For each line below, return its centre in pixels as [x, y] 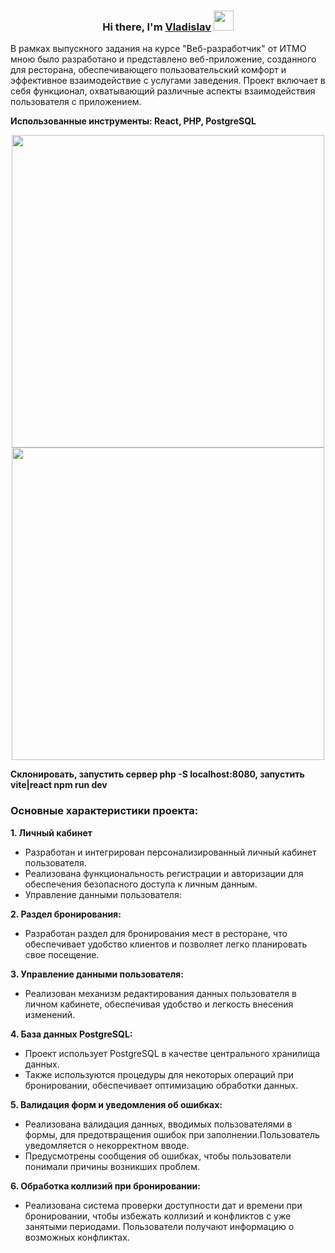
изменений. [50, 1014]
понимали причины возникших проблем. [112, 1166]
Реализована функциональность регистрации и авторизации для [164, 873]
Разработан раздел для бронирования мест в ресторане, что [156, 933]
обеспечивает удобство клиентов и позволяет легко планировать [166, 944]
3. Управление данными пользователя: [97, 974]
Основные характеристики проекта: [104, 811]
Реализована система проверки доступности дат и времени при [163, 1205]
